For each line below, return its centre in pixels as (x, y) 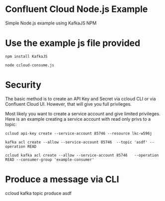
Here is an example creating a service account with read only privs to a (78, 119)
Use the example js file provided (73, 43)
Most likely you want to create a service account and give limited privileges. (83, 114)
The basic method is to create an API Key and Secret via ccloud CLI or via (81, 99)
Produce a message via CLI (62, 179)
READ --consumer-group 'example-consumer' (50, 160)
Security (23, 85)
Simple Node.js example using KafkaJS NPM (51, 23)
